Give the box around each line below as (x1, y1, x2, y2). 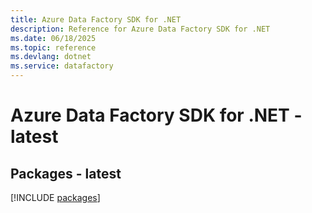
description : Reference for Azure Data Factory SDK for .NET (10, 24, 271, 34)
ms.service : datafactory (10, 61, 114, 71)
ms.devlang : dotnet (10, 52, 92, 62)
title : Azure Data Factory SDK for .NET (10, 14, 182, 25)
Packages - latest (10, 165, 122, 182)
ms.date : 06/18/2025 (10, 33, 97, 43)
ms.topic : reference (10, 42, 97, 53)
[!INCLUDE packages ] (10, 192, 101, 203)
